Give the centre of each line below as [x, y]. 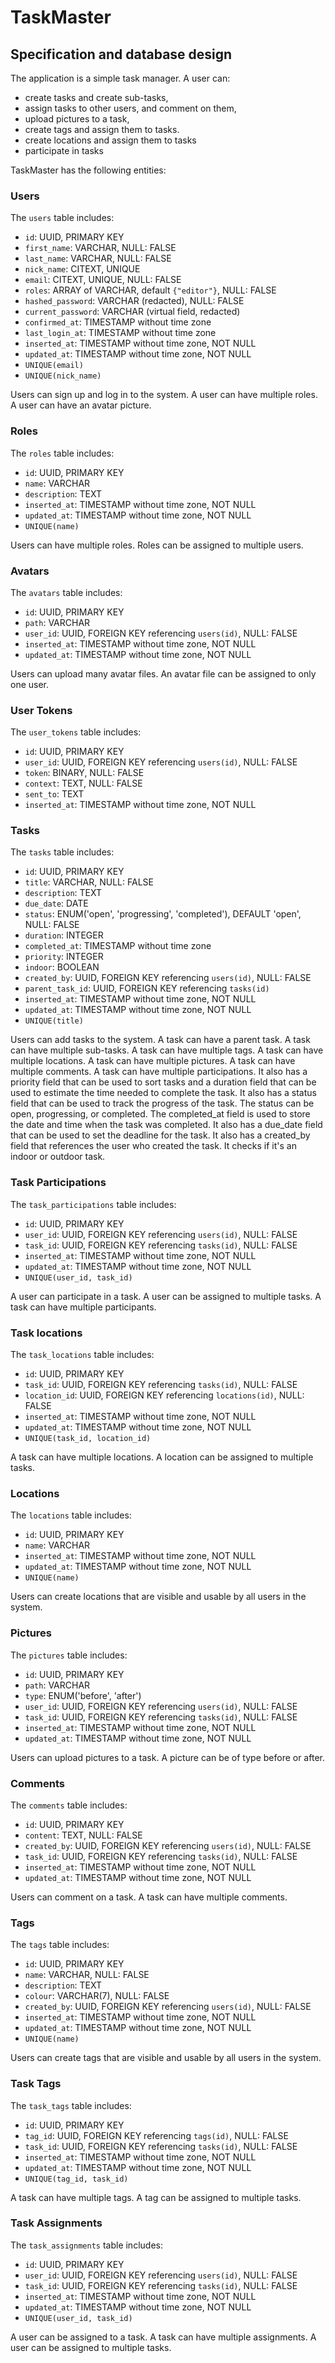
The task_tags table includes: [71, 2105]
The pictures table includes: [69, 1655]
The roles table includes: [62, 453]
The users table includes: [62, 218]
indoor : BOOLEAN [62, 967]
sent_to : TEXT [54, 794]
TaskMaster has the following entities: [88, 170]
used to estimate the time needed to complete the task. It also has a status [163, 1093]
